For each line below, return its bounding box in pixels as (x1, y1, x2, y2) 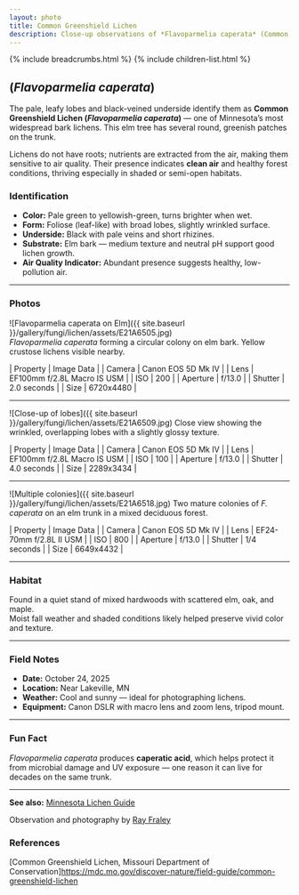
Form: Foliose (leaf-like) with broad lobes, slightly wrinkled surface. (21, 220, 271, 230)
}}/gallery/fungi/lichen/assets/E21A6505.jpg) (9, 327, 173, 338)
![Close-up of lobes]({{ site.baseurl (9, 407, 138, 418)
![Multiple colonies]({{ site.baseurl (9, 488, 134, 499)
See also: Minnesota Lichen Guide (9, 797, 135, 808)
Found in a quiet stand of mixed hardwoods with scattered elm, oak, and (9, 594, 274, 605)
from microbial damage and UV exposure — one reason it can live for (9, 762, 263, 772)
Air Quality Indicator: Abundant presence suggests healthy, (21, 257, 243, 268)
